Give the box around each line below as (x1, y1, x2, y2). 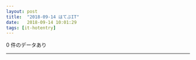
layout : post (6, 8, 38, 15)
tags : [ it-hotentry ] (6, 24, 57, 31)
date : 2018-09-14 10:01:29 (6, 19, 77, 25)
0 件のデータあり (6, 41, 47, 48)
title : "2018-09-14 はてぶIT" (6, 14, 80, 20)
